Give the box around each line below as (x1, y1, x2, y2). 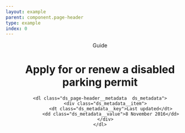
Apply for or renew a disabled (25, 63, 175, 77)
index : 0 (5, 25, 28, 32)
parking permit (62, 75, 138, 89)
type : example (5, 20, 41, 26)
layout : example (5, 8, 46, 15)
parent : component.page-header (5, 14, 84, 20)
